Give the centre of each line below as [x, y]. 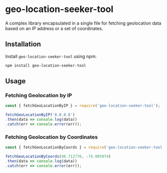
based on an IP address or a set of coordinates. [54, 28]
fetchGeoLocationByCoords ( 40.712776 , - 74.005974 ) [58, 156]
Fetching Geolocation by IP [39, 95]
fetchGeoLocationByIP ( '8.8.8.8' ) [40, 115]
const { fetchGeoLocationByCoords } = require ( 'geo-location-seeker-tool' [85, 147]
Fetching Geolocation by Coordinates [52, 137]
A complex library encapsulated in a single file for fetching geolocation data [83, 23]
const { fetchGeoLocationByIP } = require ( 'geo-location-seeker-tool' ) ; [83, 106]
